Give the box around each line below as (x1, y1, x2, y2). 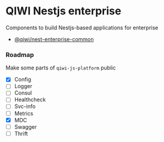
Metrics (14, 110, 34, 117)
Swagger (14, 123, 37, 130)
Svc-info (14, 103, 36, 110)
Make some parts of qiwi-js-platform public (5, 64, 116, 71)
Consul (14, 89, 32, 96)
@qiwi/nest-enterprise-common (14, 35, 94, 43)
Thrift (14, 130, 28, 137)
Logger (14, 83, 32, 90)
